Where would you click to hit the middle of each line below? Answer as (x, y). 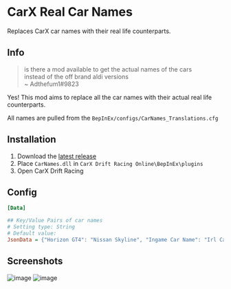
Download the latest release (57, 156)
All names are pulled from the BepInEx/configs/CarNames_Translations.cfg (113, 118)
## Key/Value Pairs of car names (55, 221)
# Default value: (32, 233)
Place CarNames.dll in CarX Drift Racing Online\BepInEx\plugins (110, 163)
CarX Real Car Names (70, 12)
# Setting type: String (41, 227)
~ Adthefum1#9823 (51, 84)
